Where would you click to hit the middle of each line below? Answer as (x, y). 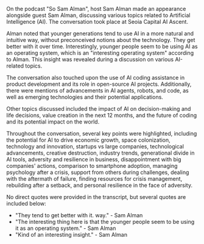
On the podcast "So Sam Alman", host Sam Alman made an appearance (96, 9)
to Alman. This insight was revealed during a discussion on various (90, 59)
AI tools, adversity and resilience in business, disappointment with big (94, 159)
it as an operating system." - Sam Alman (65, 228)
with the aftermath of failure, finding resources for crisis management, (94, 179)
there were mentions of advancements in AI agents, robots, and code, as (97, 90)
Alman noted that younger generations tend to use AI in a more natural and (100, 33)
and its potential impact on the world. (53, 122)
